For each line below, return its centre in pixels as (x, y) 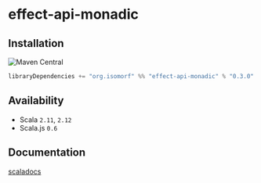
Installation (36, 43)
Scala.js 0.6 (38, 127)
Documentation (47, 153)
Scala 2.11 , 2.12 (45, 120)
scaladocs (25, 171)
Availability (36, 100)
